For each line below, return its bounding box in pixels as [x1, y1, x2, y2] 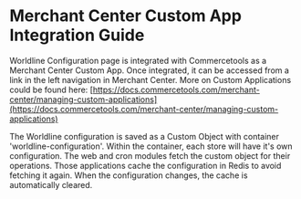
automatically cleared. [9, 179, 93, 190]
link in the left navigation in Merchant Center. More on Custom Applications [9, 74, 292, 85]
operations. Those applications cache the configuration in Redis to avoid [9, 160, 282, 171]
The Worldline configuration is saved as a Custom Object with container [9, 131, 280, 141]
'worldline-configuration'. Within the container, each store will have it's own [9, 141, 294, 152]
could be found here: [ [9, 84, 94, 95]
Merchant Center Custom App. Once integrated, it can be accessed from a [9, 65, 290, 76]
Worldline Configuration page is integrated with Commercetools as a [9, 55, 267, 66]
